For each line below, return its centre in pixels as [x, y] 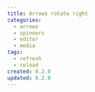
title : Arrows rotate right [48, 13]
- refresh [27, 59]
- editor [26, 39]
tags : [15, 53]
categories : [24, 20]
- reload [26, 65]
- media [25, 46]
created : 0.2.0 [29, 71]
